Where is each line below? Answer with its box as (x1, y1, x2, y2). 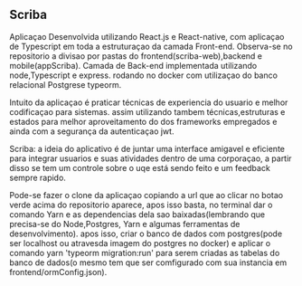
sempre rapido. (9, 172, 66, 183)
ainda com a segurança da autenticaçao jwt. (9, 126, 175, 137)
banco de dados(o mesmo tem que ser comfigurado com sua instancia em (9, 257, 288, 268)
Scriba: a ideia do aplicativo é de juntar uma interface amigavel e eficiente (9, 143, 285, 154)
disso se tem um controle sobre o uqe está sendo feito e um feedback (9, 162, 271, 173)
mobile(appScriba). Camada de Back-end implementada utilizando (9, 60, 258, 71)
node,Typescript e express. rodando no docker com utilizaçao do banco (9, 70, 278, 81)
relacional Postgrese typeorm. (9, 79, 122, 90)
